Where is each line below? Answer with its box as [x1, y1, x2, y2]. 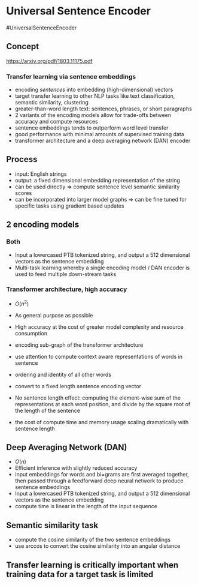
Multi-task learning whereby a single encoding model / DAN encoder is [14, 264, 190, 271]
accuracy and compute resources [14, 118, 99, 125]
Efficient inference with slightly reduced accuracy [14, 464, 138, 472]
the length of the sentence [14, 407, 81, 414]
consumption [14, 329, 48, 337]
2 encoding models [6, 220, 80, 230]
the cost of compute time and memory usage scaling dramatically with [14, 418, 189, 425]
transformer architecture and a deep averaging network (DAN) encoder [14, 137, 191, 145]
